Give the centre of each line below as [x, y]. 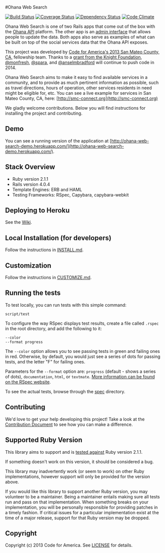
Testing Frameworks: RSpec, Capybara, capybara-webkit [71, 195]
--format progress [24, 342]
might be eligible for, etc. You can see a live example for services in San [78, 93]
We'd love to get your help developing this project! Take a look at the [75, 419]
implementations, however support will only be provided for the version [78, 477]
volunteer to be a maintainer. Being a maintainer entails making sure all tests [82, 496]
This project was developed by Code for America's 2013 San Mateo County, [82, 52]
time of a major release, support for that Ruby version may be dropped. [77, 518]
